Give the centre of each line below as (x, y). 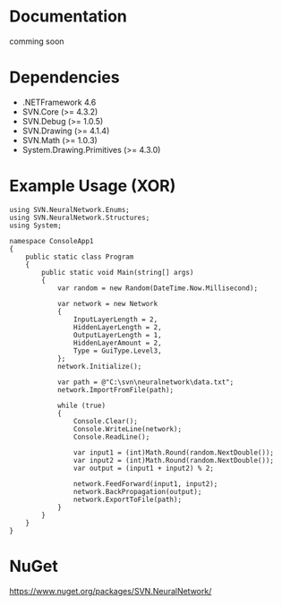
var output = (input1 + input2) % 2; (144, 468)
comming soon (37, 41)
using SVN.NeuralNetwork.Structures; (80, 217)
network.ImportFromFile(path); (115, 390)
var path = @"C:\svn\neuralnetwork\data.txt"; (145, 382)
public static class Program (80, 257)
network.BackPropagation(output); (137, 491)
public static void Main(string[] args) (118, 272)
